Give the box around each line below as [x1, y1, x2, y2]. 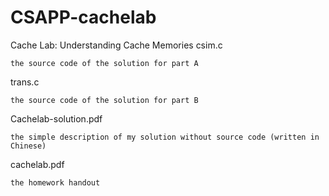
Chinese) [10, 141, 47, 151]
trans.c [10, 76, 40, 88]
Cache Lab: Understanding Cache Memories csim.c [10, 39, 223, 51]
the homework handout [10, 177, 101, 188]
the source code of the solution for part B [10, 95, 199, 105]
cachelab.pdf [10, 158, 65, 170]
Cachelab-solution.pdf [10, 112, 103, 125]
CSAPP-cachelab [10, 6, 157, 29]
